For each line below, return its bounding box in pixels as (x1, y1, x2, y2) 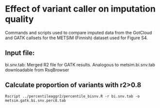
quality (5, 14, 34, 25)
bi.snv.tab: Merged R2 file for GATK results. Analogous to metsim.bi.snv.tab (5, 62, 155, 67)
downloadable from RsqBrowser (5, 67, 69, 73)
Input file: (5, 49, 35, 57)
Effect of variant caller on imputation (5, 3, 156, 15)
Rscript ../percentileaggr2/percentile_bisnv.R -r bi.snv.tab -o (5, 93, 140, 99)
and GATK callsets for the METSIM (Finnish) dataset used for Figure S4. (5, 35, 148, 41)
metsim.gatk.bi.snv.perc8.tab (5, 98, 66, 103)
